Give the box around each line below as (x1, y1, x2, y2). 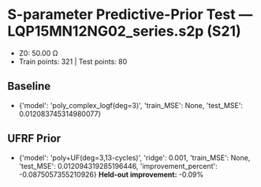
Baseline (7, 80, 51, 93)
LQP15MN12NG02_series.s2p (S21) (7, 22, 241, 40)
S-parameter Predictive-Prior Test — (7, 6, 253, 24)
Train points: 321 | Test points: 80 (18, 57, 128, 66)
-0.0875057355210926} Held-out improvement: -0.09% (18, 170, 204, 179)
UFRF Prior (7, 132, 62, 145)
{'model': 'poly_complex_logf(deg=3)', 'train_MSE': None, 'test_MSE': (18, 100, 244, 110)
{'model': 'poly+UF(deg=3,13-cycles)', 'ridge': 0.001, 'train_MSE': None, (18, 152, 251, 163)
